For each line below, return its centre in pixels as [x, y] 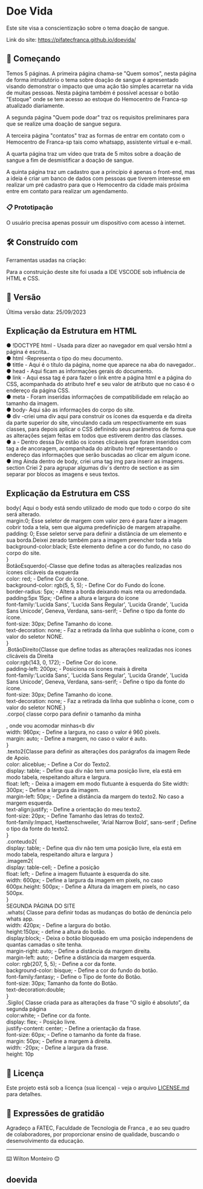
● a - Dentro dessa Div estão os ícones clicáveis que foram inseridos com [99, 442]
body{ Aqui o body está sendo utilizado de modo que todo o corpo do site [98, 508]
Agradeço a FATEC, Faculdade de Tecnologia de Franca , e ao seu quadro [98, 1128]
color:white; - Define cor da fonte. [49, 1016]
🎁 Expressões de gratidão [55, 1113]
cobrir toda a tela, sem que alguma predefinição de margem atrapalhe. [94, 527]
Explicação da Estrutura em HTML [72, 331]
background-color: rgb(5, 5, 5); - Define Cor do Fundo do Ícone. [86, 585]
